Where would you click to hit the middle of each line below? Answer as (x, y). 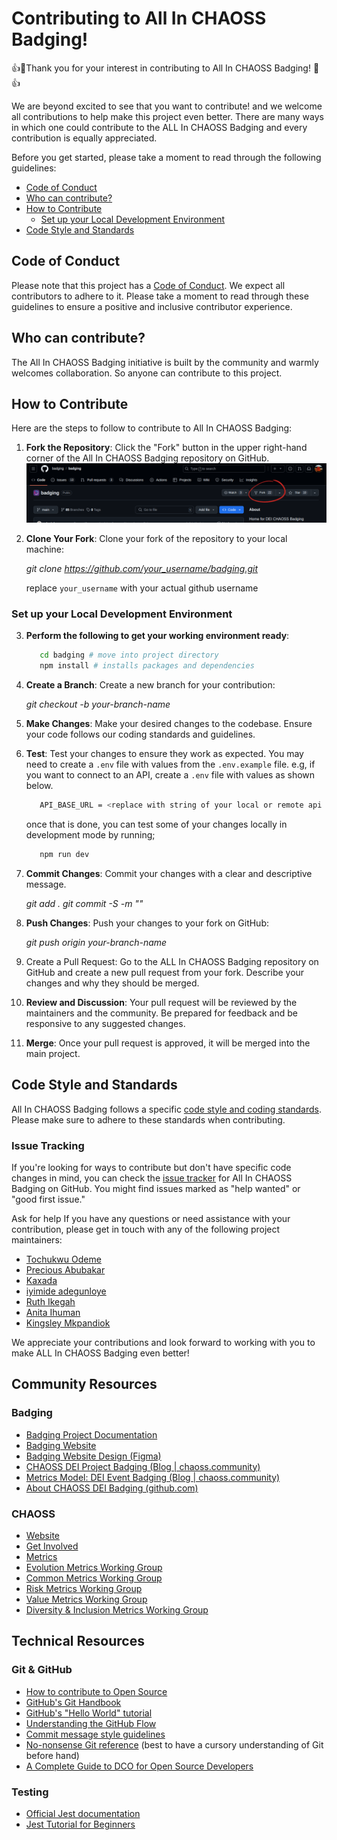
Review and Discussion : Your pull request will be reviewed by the (161, 1002)
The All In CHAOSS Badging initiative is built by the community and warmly (165, 362)
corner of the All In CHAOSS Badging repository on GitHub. (147, 458)
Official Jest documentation (83, 1813)
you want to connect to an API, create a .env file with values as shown (170, 775)
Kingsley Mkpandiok (68, 1323)
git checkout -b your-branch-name (98, 704)
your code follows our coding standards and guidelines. (140, 734)
